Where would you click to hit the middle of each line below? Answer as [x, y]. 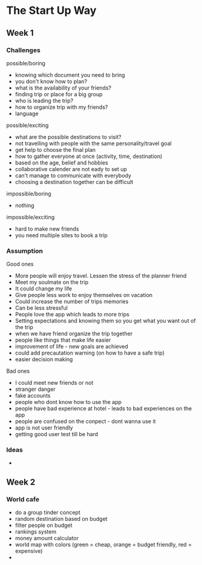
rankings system [35, 532]
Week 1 [20, 33]
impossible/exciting [31, 217]
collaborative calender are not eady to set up [71, 169]
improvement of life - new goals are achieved [71, 347]
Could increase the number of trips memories [72, 302]
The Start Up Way [51, 11]
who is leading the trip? [44, 100]
